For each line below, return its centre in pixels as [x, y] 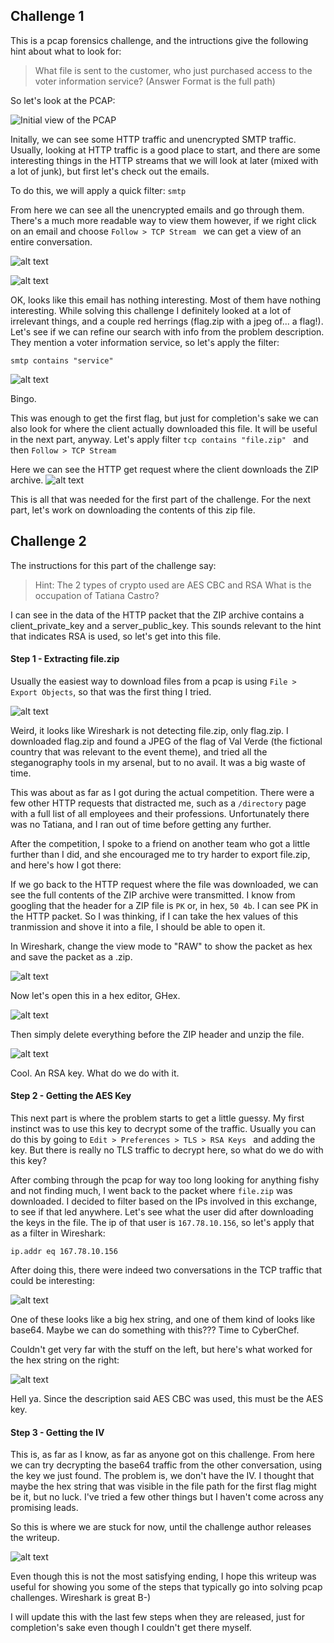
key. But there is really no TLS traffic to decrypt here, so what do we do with [167, 1150]
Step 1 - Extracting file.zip [65, 659]
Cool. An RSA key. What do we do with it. [95, 1073]
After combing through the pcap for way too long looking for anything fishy [165, 1180]
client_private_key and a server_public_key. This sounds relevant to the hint [166, 625]
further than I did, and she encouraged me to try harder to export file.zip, [160, 854]
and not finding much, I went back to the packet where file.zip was [151, 1191]
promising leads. [44, 1508]
